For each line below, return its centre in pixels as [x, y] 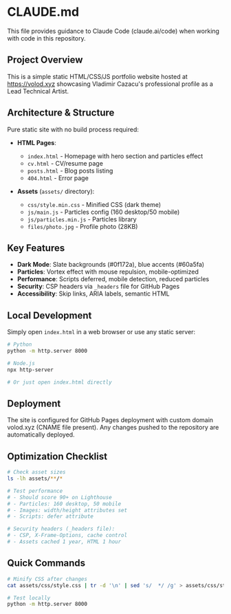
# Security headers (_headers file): [61, 529]
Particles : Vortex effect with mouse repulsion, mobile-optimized [108, 272]
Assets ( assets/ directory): [56, 191]
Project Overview [45, 60]
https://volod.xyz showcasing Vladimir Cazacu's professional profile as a [110, 84]
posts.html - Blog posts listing [70, 171]
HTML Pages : [36, 142]
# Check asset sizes [37, 472]
